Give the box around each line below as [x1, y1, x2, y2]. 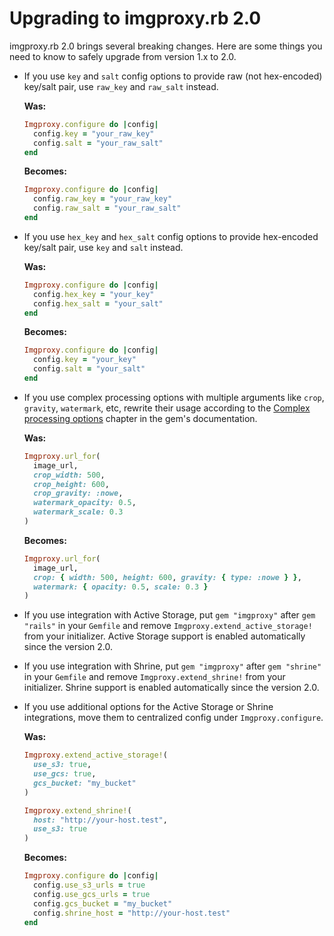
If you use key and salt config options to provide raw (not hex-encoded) [23, 70, 323, 82]
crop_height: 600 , [33, 479, 110, 489]
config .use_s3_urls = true [33, 880, 146, 891]
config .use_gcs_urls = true [33, 889, 151, 899]
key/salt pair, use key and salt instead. [23, 241, 184, 253]
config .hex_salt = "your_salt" [33, 298, 164, 309]
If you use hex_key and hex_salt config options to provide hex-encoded [23, 230, 319, 242]
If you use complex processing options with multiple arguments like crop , [23, 391, 325, 403]
